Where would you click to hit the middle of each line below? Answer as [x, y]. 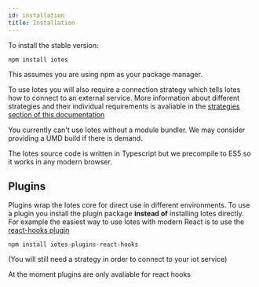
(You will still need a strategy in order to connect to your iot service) [118, 259]
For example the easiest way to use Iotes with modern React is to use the [126, 222]
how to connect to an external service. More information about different [124, 98]
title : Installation [42, 23]
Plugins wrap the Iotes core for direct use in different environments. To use [129, 205]
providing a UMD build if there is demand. [75, 138]
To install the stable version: [53, 45]
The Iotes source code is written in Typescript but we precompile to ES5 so [129, 153]
